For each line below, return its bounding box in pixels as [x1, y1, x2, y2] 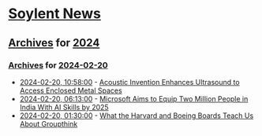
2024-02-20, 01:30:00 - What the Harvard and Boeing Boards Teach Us [19, 111, 254, 120]
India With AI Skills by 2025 [19, 102, 109, 112]
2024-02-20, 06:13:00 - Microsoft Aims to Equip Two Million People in [19, 94, 249, 103]
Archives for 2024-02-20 [8, 60, 108, 71]
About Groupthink [19, 119, 78, 128]
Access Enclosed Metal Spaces [19, 86, 122, 95]
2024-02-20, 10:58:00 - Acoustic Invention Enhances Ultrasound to [19, 77, 240, 86]
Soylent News [8, 5, 101, 23]
